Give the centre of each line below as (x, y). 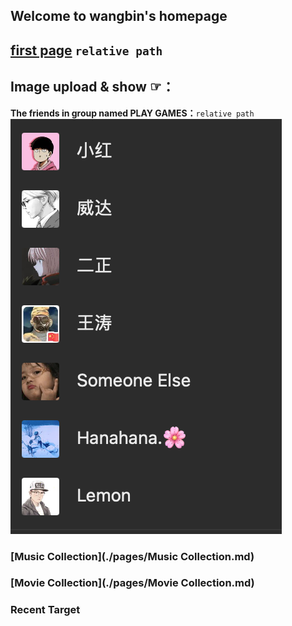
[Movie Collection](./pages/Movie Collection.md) (132, 583)
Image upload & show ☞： (92, 87)
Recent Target (45, 610)
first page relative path (86, 50)
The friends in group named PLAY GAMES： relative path (132, 113)
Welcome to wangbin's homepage (119, 16)
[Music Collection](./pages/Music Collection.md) (132, 556)
